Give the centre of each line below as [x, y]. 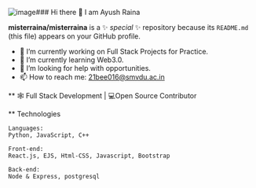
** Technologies [35, 114]
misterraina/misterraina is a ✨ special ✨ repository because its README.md [128, 27]
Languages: [26, 128]
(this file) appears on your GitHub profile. [75, 36]
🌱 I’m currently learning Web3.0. [71, 60]
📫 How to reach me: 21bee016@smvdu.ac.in [92, 77]
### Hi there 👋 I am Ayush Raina [88, 12]
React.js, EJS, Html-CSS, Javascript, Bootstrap [89, 156]
